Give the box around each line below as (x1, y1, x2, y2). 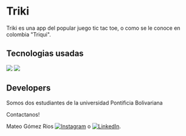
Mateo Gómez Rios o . (6, 123, 121, 130)
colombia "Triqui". (6, 30, 51, 38)
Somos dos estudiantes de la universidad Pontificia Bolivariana (6, 99, 163, 106)
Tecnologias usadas (6, 49, 84, 59)
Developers (6, 83, 51, 93)
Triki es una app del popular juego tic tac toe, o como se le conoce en (6, 24, 181, 32)
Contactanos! (6, 110, 40, 118)
